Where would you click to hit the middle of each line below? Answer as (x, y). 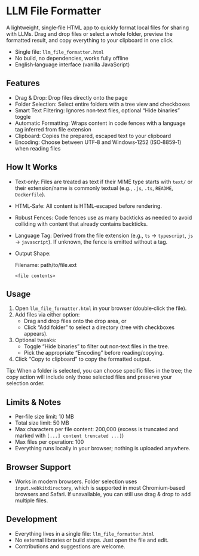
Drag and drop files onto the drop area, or (75, 321)
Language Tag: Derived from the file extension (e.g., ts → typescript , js (104, 235)
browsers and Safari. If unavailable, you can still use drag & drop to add (103, 494)
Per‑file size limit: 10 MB (44, 417)
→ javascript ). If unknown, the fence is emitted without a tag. (91, 242)
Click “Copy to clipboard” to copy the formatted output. (83, 359)
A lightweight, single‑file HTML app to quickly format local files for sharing (98, 27)
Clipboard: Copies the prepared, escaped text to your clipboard (93, 136)
